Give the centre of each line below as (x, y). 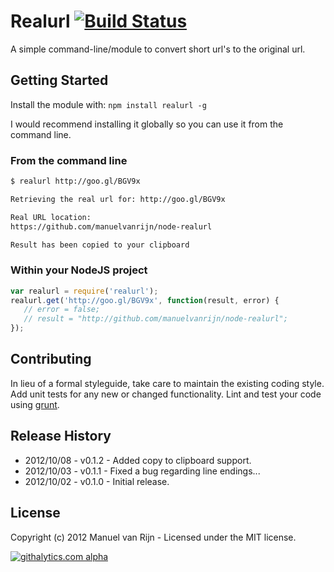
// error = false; (62, 310)
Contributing (51, 359)
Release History (61, 436)
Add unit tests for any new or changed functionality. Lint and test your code (166, 394)
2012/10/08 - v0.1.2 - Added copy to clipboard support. (138, 460)
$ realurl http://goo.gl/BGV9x (75, 181)
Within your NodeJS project (79, 270)
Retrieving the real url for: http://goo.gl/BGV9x (118, 199)
